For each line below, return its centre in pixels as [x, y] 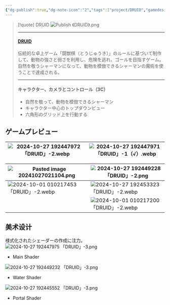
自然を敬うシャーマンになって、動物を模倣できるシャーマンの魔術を [88, 66]
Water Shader [27, 277]
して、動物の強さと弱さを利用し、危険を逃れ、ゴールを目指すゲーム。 [91, 59]
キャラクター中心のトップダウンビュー [65, 108]
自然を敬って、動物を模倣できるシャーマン [69, 102]
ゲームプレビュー [32, 132]
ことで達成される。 [42, 72]
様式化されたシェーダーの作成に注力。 [45, 240]
